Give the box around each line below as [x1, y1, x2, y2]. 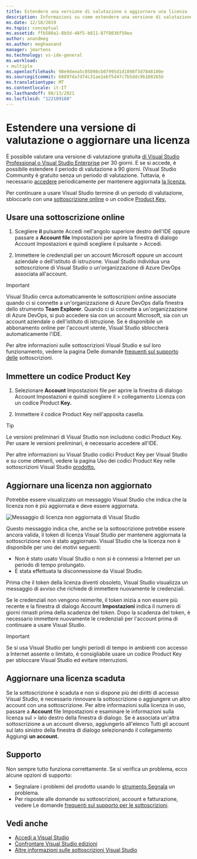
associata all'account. [14, 270, 67, 277]
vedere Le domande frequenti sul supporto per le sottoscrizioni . [14, 802, 169, 809]
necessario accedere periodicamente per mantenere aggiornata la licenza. [6, 178, 186, 185]
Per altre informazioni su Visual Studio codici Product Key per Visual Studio [6, 451, 188, 458]
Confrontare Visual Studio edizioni [14, 840, 98, 847]
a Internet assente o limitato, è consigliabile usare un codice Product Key [6, 650, 182, 657]
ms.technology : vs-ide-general [6, 52, 83, 58]
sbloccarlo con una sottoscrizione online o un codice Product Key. [6, 195, 167, 202]
